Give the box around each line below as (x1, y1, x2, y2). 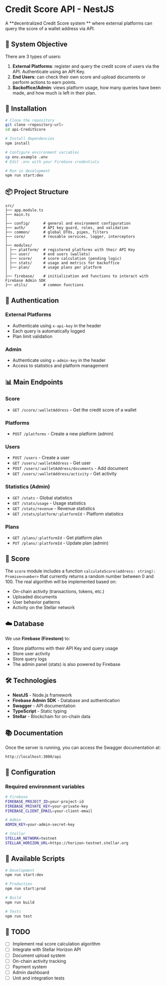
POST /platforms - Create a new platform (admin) (12, 431, 114, 437)
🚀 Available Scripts (5, 854, 65, 863)
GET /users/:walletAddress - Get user (12, 460, 91, 466)
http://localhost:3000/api (5, 754, 61, 759)
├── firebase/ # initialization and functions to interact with (5, 274, 149, 279)
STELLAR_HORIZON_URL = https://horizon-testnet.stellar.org (5, 840, 128, 845)
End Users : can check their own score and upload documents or (12, 74, 146, 80)
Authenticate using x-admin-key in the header (12, 357, 106, 363)
